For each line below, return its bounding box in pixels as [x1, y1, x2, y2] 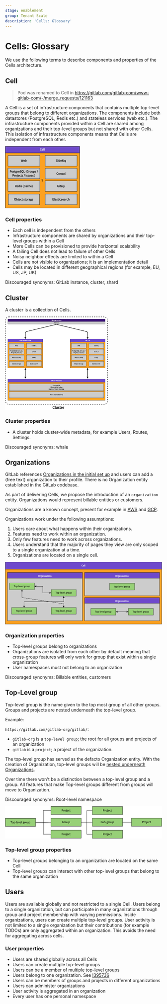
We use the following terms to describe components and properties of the [5, 57, 157, 63]
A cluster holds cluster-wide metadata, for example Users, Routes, [12, 429, 149, 435]
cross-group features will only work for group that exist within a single [12, 654, 157, 660]
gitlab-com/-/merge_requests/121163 [17, 95, 93, 101]
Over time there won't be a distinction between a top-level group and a [5, 776, 150, 782]
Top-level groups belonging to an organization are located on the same [12, 857, 158, 863]
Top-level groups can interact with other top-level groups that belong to [12, 868, 160, 874]
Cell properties [5, 216, 42, 223]
